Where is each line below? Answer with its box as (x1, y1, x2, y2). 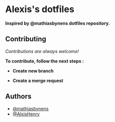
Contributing (5, 35, 46, 43)
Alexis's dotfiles (5, 4, 75, 15)
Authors (5, 92, 32, 101)
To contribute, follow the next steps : (5, 58, 84, 64)
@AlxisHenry (12, 111, 40, 117)
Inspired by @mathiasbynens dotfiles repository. (5, 20, 110, 26)
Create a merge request (12, 77, 64, 84)
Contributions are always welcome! (5, 48, 79, 54)
